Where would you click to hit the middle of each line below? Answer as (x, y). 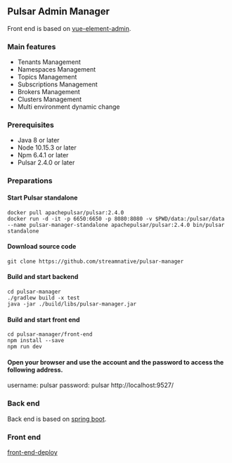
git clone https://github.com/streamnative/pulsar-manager (96, 261)
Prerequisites (31, 125)
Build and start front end (44, 320)
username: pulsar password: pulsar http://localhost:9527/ (91, 385)
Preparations (30, 181)
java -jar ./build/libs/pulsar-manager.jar (72, 304)
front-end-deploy (32, 452)
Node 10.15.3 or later (47, 148)
